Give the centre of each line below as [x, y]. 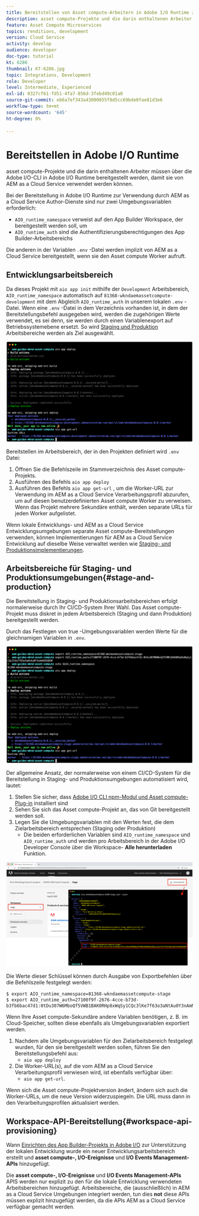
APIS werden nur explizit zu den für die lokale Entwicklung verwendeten [94, 1181]
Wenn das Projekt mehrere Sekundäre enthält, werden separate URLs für [104, 507]
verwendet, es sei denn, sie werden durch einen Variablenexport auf [89, 320]
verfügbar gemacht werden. [41, 1207]
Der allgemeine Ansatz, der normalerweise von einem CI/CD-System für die [98, 773]
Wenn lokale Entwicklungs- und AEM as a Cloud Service [75, 525]
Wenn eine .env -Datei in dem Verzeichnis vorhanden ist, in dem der [105, 308]
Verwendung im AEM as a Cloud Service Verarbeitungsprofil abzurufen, [102, 494]
